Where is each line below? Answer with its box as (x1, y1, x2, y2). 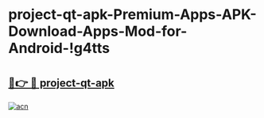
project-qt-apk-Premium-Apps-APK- (8, 6, 257, 24)
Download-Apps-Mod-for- (8, 22, 188, 40)
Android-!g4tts (8, 40, 110, 57)
